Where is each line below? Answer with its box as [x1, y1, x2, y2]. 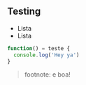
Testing [7, 6, 41, 17]
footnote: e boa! [24, 70, 71, 79]
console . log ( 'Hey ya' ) [13, 52, 80, 59]
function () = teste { [7, 45, 71, 52]
